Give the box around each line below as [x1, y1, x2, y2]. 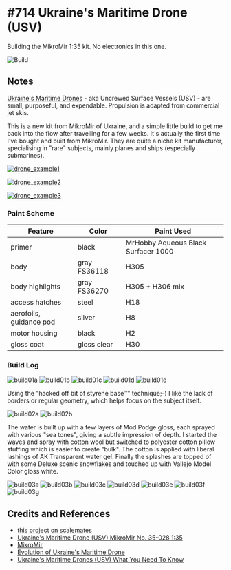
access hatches [10, 298, 62, 307]
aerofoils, [10, 309, 41, 318]
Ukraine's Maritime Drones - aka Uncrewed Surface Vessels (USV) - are [7, 94, 211, 102]
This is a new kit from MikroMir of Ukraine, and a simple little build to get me [7, 122, 223, 130]
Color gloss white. [7, 467, 58, 476]
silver [77, 313, 96, 323]
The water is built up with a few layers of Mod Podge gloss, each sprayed [7, 423, 215, 431]
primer [10, 243, 32, 252]
